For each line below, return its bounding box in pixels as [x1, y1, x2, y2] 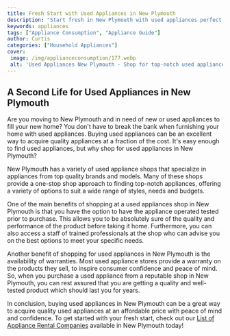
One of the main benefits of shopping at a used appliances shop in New [7, 200, 209, 208]
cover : [7, 49, 26, 56]
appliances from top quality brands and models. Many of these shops [7, 172, 203, 180]
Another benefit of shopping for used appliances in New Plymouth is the [7, 250, 211, 258]
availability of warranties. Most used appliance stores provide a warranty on [7, 257, 221, 265]
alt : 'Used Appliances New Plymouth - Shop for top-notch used [10, 61, 194, 68]
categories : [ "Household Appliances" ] [7, 42, 118, 49]
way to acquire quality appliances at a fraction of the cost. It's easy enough [7, 137, 220, 145]
